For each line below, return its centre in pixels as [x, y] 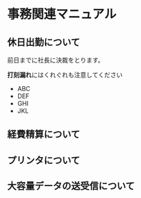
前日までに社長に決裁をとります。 [56, 60]
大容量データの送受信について [71, 186]
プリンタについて [44, 160]
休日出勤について [44, 42]
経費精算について [44, 134]
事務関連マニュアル [62, 14]
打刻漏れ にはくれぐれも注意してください [65, 75]
